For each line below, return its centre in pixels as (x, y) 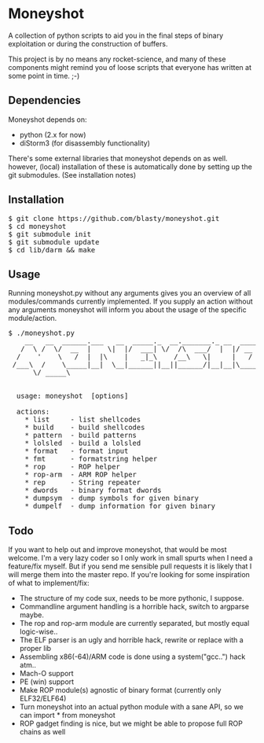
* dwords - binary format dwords (93, 491)
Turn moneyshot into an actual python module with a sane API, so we (131, 707)
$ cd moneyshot (37, 226)
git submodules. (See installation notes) (72, 175)
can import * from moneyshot (67, 715)
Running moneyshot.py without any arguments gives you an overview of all (130, 293)
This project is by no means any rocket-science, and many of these (117, 59)
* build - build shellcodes (85, 428)
